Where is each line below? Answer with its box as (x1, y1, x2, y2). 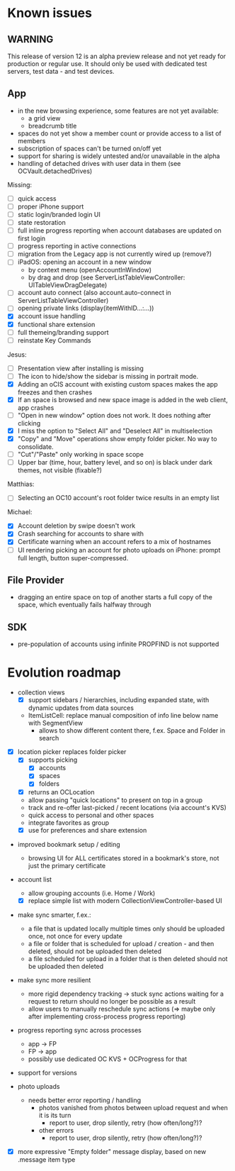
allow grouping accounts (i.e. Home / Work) (28, 889, 156, 897)
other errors (38, 1126, 74, 1134)
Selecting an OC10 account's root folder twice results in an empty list (17, 494, 219, 502)
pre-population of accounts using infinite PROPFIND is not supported (17, 640, 219, 648)
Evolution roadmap (7, 665, 122, 681)
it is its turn (38, 1111, 71, 1119)
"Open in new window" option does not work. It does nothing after (17, 411, 211, 419)
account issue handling (17, 312, 86, 321)
